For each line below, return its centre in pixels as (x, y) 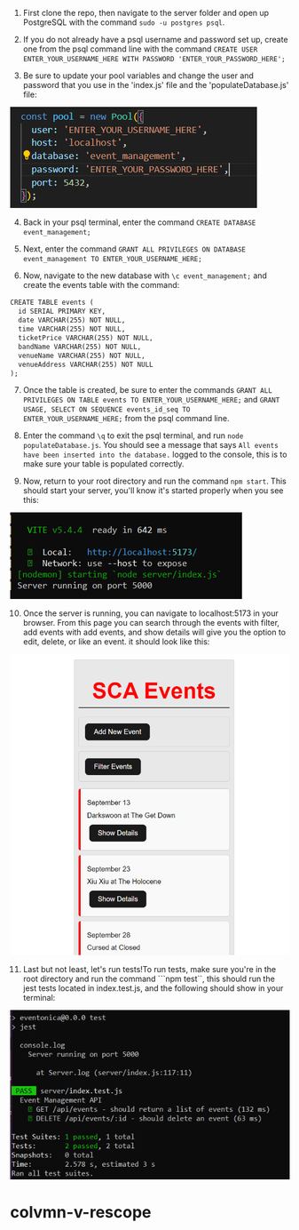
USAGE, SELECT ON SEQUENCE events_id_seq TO (106, 410)
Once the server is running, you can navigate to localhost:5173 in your (150, 613)
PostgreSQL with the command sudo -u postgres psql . (124, 22)
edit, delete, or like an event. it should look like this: (116, 642)
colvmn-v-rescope (81, 1212)
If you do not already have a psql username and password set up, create (155, 40)
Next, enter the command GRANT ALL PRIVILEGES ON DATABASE (134, 249)
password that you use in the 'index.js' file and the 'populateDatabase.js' (156, 85)
